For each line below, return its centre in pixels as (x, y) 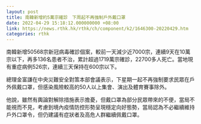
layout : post (22, 12)
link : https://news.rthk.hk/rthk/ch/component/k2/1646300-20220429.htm (97, 28)
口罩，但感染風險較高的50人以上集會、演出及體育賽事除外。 (96, 87)
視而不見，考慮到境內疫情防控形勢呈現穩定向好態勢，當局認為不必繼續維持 (103, 107)
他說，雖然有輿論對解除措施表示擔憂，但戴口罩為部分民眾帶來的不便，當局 (98, 100)
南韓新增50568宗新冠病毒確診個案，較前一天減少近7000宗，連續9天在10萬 (98, 52)
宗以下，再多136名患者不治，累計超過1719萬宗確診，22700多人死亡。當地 (97, 59)
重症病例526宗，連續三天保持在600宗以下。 (66, 67)
